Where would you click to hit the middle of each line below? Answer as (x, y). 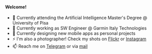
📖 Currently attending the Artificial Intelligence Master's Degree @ (80, 18)
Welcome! (16, 7)
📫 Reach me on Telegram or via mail (50, 46)
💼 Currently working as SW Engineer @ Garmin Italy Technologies (79, 28)
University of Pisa (30, 23)
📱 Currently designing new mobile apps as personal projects (74, 33)
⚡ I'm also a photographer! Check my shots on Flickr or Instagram (79, 39)
